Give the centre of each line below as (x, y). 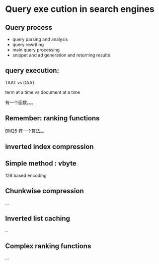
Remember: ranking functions (52, 118)
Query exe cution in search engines (80, 9)
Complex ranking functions (48, 246)
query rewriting (28, 45)
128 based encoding (26, 175)
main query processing (36, 50)
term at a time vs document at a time (43, 92)
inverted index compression (49, 147)
